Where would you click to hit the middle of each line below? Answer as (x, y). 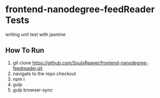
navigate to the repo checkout (44, 73)
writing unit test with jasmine (36, 34)
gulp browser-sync (33, 90)
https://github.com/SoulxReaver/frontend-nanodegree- (90, 63)
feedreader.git (28, 68)
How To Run (25, 50)
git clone (22, 63)
